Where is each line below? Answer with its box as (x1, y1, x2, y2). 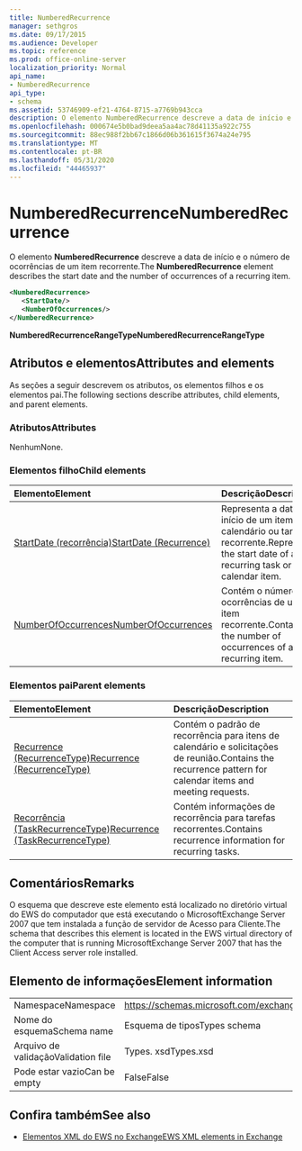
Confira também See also (9, 1107, 151, 1122)
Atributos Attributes (9, 421, 97, 433)
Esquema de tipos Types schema (124, 1020, 262, 1032)
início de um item (221, 514, 294, 527)
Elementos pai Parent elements (9, 679, 147, 692)
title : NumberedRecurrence (9, 13, 111, 23)
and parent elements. (9, 398, 88, 410)
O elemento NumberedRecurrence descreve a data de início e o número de (9, 251, 290, 262)
